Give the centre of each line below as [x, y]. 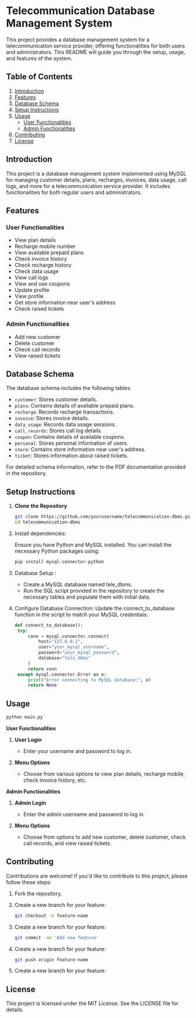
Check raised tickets [39, 309]
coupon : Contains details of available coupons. [70, 437]
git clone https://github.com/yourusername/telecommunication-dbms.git [104, 517]
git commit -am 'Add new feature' [56, 938]
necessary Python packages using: [57, 551]
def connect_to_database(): [49, 625]
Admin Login [30, 802]
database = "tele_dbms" [65, 658]
